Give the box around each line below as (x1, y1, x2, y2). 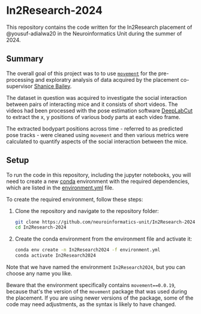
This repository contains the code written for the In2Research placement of (6, 23, 193, 31)
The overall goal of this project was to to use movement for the (6, 70, 157, 77)
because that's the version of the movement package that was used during (6, 288, 187, 295)
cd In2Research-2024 (14, 224, 67, 230)
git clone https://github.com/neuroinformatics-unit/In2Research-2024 (14, 219, 196, 225)
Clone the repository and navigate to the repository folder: (14, 207, 159, 214)
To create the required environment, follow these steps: (6, 195, 143, 203)
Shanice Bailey (34, 82, 70, 90)
